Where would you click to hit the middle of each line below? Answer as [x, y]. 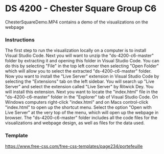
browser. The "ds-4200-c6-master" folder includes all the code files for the [81, 118]
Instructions [20, 39]
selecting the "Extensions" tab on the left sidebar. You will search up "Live [80, 81]
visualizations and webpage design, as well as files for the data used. [75, 123]
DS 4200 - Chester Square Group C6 [81, 9]
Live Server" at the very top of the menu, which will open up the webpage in [82, 113]
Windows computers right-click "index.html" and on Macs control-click [77, 102]
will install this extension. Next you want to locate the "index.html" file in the [82, 92]
